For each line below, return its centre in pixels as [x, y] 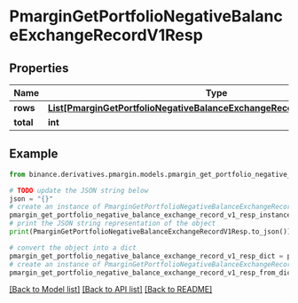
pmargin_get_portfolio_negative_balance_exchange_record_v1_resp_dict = [146, 256]
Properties [39, 68]
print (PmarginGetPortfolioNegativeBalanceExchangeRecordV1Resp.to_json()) [150, 232]
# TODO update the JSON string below [79, 190]
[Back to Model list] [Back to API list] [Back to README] [111, 290]
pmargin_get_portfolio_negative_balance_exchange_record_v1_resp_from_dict [152, 273]
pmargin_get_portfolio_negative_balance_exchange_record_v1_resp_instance [150, 215]
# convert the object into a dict [73, 247]
